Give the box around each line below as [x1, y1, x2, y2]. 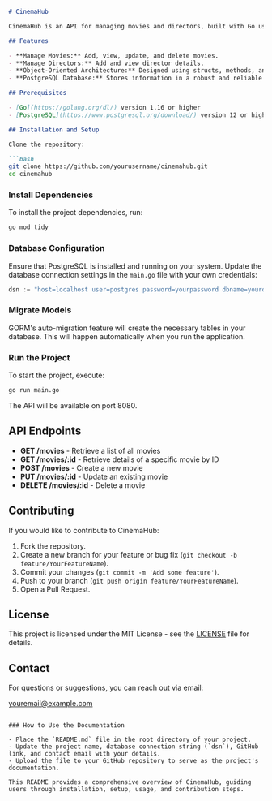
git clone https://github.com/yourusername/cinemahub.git [8, 162, 208, 170]
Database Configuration [8, 243, 105, 254]
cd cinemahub [8, 170, 53, 179]
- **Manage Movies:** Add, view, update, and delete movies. [8, 51, 219, 60]
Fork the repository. [19, 540, 87, 551]
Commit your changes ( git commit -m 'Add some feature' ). [19, 566, 220, 576]
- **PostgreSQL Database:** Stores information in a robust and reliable [8, 74, 263, 83]
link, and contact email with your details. [8, 750, 161, 758]
